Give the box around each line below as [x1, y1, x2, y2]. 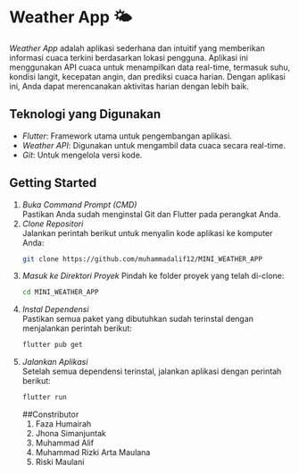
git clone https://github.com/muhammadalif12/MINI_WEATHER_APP [21, 254, 263, 264]
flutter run [21, 393, 67, 402]
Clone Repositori [21, 218, 84, 229]
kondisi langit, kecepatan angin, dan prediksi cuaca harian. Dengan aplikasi [9, 71, 286, 81]
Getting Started [9, 175, 97, 190]
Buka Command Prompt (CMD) [21, 199, 137, 210]
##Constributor [21, 409, 79, 420]
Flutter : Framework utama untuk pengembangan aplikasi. [21, 131, 232, 141]
